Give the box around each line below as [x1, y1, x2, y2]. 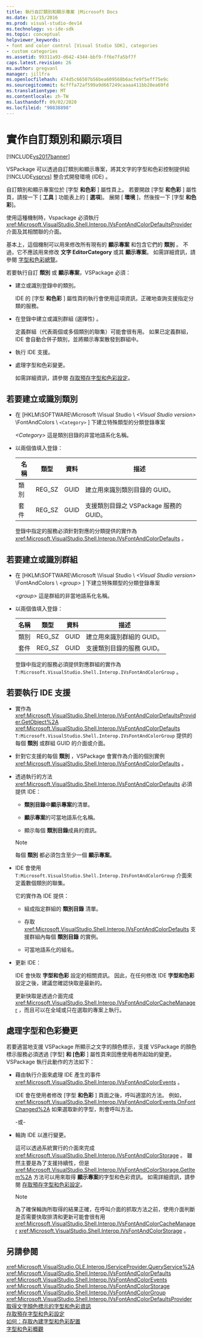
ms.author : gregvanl [6, 65, 59, 72]
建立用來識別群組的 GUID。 [85, 633, 163, 641]
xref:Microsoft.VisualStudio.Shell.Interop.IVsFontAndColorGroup [6, 1289, 166, 1296]
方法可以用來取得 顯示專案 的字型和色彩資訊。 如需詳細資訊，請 [33, 1173, 190, 1180]
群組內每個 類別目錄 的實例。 [29, 933, 101, 940]
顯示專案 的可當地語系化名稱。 [24, 814, 98, 821]
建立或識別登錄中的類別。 [14, 282, 79, 289]
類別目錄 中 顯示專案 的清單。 [24, 801, 94, 808]
